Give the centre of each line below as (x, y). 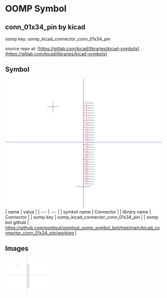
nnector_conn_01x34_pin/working (40, 233)
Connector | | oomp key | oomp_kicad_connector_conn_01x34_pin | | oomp (82, 217)
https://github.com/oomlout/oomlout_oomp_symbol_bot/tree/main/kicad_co (83, 227)
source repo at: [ (22, 49)
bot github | (17, 222)
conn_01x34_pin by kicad (45, 27)
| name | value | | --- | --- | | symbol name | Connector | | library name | (78, 211)
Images (17, 248)
